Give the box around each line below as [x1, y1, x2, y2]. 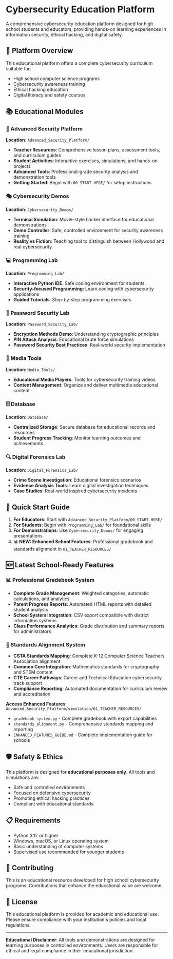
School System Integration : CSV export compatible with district [13, 612, 149, 618]
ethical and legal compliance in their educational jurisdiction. [6, 948, 134, 954]
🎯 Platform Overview [6, 46, 73, 55]
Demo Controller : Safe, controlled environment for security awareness [13, 227, 163, 233]
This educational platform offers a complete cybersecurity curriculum [6, 60, 153, 66]
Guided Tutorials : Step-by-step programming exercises [13, 297, 131, 303]
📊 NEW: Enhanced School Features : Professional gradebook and [13, 539, 153, 545]
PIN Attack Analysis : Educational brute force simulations [13, 336, 134, 342]
